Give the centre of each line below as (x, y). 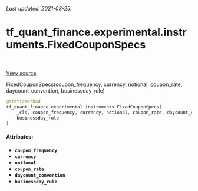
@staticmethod (24, 101)
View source (21, 73)
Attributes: (20, 136)
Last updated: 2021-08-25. (39, 9)
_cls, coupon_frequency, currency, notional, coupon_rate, (91, 112)
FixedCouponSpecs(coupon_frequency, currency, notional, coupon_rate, (94, 84)
